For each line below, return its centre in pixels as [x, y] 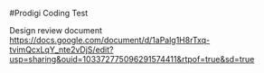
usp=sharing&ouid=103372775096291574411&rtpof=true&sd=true [132, 59]
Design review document [56, 30]
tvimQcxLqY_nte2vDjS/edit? [61, 50]
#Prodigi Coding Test [49, 13]
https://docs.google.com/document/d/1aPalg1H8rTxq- [110, 40]
